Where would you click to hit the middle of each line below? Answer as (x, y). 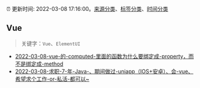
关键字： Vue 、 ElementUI (50, 43)
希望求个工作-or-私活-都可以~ (52, 79)
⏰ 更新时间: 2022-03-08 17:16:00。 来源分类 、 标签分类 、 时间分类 (87, 9)
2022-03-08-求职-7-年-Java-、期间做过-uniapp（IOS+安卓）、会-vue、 (104, 71)
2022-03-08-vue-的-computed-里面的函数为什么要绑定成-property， (102, 56)
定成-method (47, 64)
